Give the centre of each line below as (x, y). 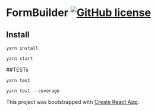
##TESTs (17, 69)
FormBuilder (37, 13)
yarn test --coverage (33, 91)
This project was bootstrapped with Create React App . (73, 102)
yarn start (20, 59)
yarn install (22, 48)
